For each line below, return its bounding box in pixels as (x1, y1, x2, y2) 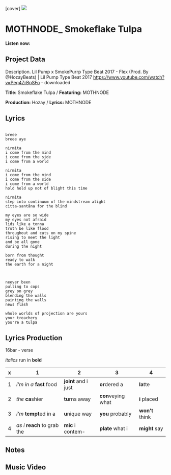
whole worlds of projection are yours (5, 311, 88, 316)
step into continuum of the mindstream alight (5, 199, 106, 204)
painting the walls (5, 297, 47, 302)
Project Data (5, 55, 46, 64)
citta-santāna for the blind (5, 203, 67, 209)
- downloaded (41, 79, 71, 85)
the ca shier (16, 396, 43, 403)
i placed (139, 396, 159, 403)
